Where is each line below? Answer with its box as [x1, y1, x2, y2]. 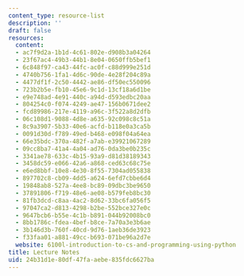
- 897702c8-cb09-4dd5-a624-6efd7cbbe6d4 [15, 174, 151, 183]
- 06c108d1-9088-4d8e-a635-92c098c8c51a [15, 115, 151, 123]
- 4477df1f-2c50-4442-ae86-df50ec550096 [15, 78, 151, 86]
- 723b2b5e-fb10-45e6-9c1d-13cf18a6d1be [15, 85, 151, 94]
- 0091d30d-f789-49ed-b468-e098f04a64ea [15, 130, 151, 138]
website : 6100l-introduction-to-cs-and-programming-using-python [15, 241, 237, 249]
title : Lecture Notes [8, 248, 80, 256]
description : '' [8, 19, 62, 27]
